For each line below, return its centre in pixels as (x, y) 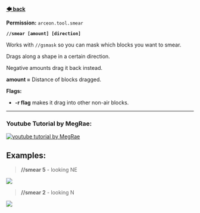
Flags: (14, 91)
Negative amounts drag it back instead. (54, 68)
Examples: (26, 155)
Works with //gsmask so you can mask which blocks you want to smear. (94, 45)
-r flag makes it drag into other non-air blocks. (72, 103)
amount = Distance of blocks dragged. (54, 79)
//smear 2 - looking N (47, 193)
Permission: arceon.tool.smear (45, 23)
